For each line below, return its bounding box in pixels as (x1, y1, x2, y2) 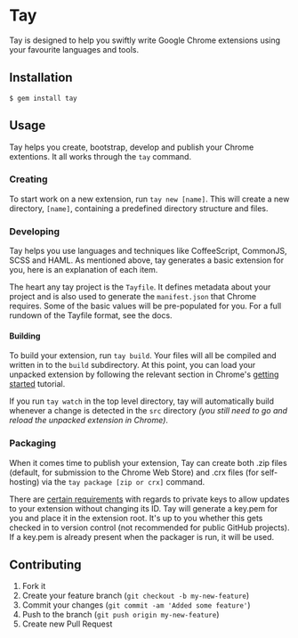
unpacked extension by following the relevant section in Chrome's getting (9, 369, 279, 380)
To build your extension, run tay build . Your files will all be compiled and (9, 350, 278, 361)
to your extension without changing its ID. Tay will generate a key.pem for (9, 503, 278, 513)
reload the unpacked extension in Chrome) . (9, 415, 169, 426)
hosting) (9, 476, 40, 487)
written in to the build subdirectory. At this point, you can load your (9, 360, 256, 371)
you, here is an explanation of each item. (9, 265, 158, 275)
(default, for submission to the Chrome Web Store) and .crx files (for (9, 467, 260, 478)
